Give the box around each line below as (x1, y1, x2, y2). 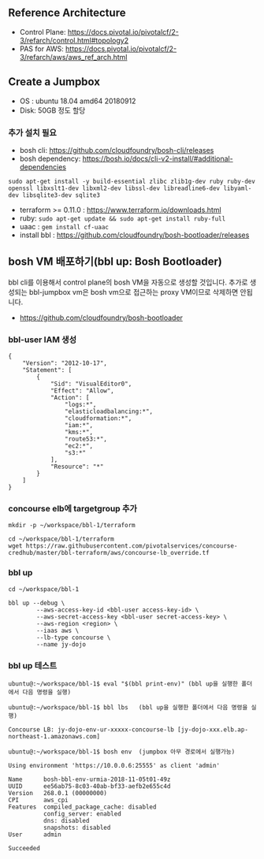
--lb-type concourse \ (36, 634, 111, 641)
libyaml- (223, 184, 252, 192)
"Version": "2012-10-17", (22, 359, 108, 367)
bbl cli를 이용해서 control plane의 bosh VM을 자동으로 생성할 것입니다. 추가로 (8, 277, 248, 287)
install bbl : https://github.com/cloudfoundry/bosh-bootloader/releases (19, 230, 250, 240)
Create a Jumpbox (8, 75, 101, 89)
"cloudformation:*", (64, 415, 132, 422)
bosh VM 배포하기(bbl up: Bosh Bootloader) (8, 255, 222, 269)
